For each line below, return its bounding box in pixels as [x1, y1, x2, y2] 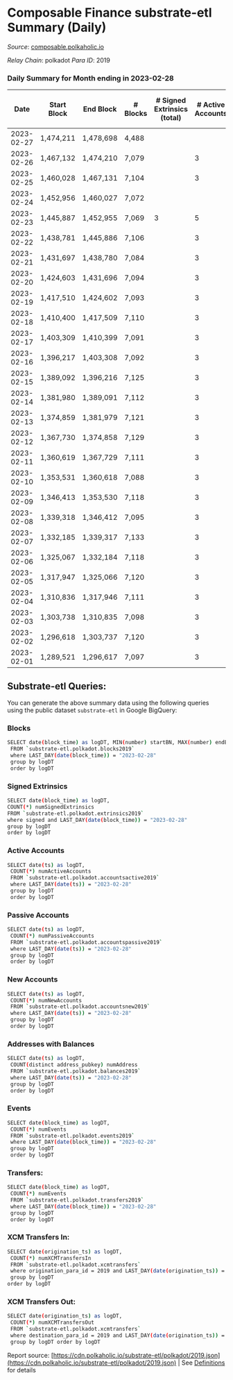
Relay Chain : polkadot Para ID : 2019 [7, 56, 111, 64]
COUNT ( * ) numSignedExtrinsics [7, 803, 95, 810]
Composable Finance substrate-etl [7, 5, 212, 21]
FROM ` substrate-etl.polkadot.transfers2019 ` [10, 1197, 144, 1204]
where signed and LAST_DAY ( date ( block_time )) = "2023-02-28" [7, 816, 188, 823]
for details [7, 1365, 36, 1374]
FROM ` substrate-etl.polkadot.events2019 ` [10, 1132, 135, 1139]
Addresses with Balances [7, 1039, 95, 1049]
